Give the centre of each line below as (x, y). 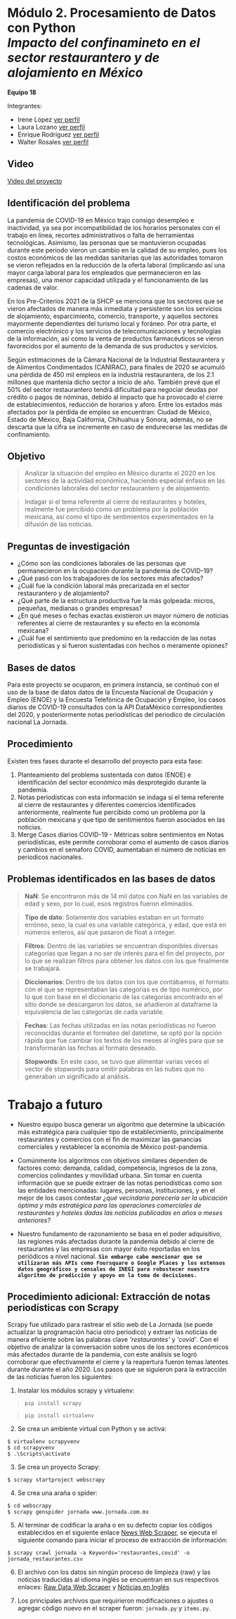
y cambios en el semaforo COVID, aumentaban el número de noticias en (122, 849)
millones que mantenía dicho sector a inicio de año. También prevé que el (114, 382)
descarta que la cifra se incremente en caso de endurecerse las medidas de (118, 426)
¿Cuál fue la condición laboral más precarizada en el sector (103, 586)
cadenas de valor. (33, 287)
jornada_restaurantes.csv (45, 1559)
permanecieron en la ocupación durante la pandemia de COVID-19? (115, 571)
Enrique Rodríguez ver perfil (58, 134)
